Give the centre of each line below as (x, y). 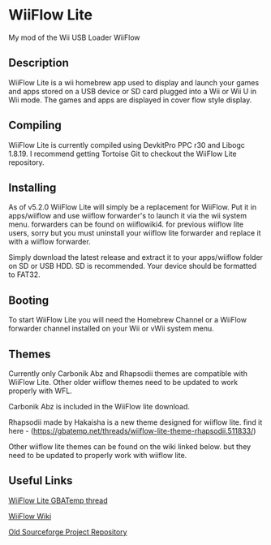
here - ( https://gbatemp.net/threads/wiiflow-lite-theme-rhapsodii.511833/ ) (132, 431)
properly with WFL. (41, 391)
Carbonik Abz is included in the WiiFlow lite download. (99, 407)
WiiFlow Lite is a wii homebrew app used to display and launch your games (134, 82)
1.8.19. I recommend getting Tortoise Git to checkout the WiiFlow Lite (123, 154)
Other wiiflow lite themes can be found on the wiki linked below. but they (130, 447)
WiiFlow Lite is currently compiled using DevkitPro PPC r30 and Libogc (127, 145)
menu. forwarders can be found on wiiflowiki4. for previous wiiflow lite (126, 224)
